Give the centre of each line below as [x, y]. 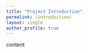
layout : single [25, 22]
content [16, 45]
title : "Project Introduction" [44, 11]
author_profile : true [33, 28]
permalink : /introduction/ [39, 17]
